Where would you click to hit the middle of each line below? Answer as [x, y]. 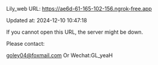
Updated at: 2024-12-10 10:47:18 [47, 20]
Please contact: [26, 44]
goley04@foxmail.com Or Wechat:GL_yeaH [59, 55]
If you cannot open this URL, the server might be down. [74, 32]
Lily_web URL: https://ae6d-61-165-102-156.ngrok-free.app [79, 9]
